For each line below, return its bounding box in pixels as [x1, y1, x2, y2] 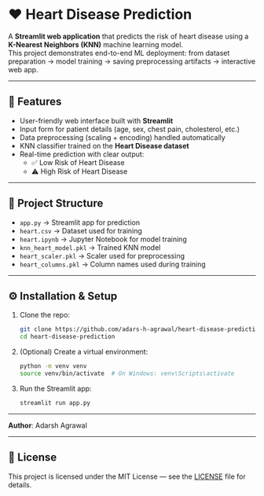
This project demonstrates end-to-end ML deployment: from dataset [8, 48, 230, 57]
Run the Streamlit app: [19, 384, 92, 393]
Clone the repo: [19, 310, 71, 320]
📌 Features [8, 95, 62, 108]
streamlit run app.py [19, 399, 90, 406]
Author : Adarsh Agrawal [8, 421, 88, 430]
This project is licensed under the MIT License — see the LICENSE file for [8, 472, 246, 481]
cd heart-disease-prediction [19, 333, 115, 341]
